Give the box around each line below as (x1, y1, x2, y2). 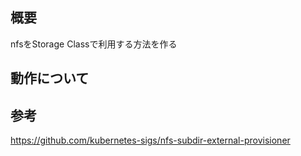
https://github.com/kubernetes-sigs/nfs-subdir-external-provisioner (10, 134, 291, 147)
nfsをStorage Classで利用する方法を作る (10, 38, 178, 50)
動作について (10, 70, 90, 87)
